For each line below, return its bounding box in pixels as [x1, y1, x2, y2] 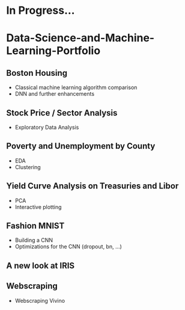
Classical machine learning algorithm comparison [14, 84, 138, 91]
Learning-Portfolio [6, 44, 101, 58]
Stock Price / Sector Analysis [6, 108, 118, 118]
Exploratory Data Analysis [14, 124, 79, 131]
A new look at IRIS [6, 260, 75, 271]
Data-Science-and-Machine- [6, 31, 155, 45]
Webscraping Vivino [14, 297, 65, 304]
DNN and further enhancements [14, 90, 95, 98]
